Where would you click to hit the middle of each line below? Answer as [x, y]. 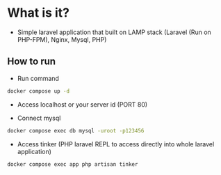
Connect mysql [39, 118]
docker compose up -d [39, 91]
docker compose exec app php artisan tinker [73, 164]
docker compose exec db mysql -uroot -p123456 [76, 130]
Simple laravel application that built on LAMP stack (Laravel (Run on [114, 32]
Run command [38, 78]
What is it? [39, 13]
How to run [32, 62]
